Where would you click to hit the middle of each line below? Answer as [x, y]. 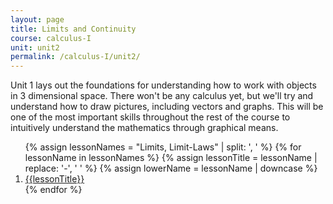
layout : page [37, 19]
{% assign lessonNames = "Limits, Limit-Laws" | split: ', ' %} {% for [163, 147]
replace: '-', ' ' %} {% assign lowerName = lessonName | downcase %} [171, 168]
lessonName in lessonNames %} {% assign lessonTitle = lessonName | [171, 158]
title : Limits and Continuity [73, 29]
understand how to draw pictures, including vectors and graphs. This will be [167, 107]
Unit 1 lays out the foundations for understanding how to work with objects [163, 85]
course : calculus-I [51, 38]
